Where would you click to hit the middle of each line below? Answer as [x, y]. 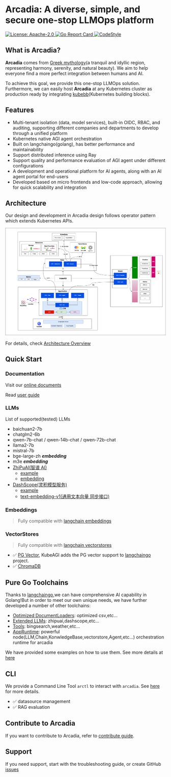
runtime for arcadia [33, 643]
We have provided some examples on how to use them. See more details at [84, 652]
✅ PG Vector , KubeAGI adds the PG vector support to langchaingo [82, 555]
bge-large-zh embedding [40, 456]
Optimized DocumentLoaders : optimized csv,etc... [65, 616]
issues [12, 769]
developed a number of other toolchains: [48, 606]
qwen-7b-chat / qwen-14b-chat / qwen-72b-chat [64, 439]
